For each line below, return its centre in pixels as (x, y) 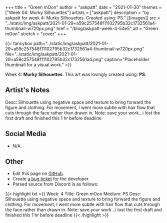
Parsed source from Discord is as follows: (55, 184)
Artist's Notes (27, 90)
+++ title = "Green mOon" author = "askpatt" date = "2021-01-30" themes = (83, 7)
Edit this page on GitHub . (38, 173)
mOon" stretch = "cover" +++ (36, 34)
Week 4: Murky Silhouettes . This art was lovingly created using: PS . (76, 74)
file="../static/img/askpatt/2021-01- (41, 54)
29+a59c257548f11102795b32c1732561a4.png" (54, 59)
